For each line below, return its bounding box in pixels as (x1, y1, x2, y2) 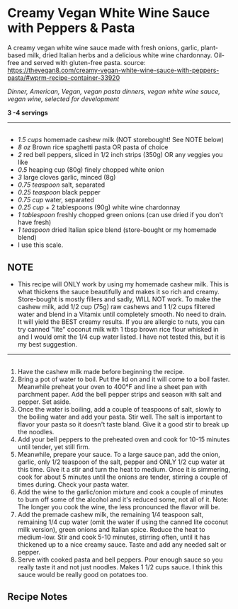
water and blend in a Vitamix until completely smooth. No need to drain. (17, 310, 227, 319)
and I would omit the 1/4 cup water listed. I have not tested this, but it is (17, 332, 225, 341)
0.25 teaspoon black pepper (17, 188, 101, 197)
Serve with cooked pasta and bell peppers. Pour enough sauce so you (17, 555, 223, 564)
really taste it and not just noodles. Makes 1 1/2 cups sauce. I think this (17, 562, 223, 571)
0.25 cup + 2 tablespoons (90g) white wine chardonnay (17, 203, 181, 211)
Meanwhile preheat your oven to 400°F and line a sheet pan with (17, 382, 208, 390)
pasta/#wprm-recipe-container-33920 (7, 73, 120, 82)
